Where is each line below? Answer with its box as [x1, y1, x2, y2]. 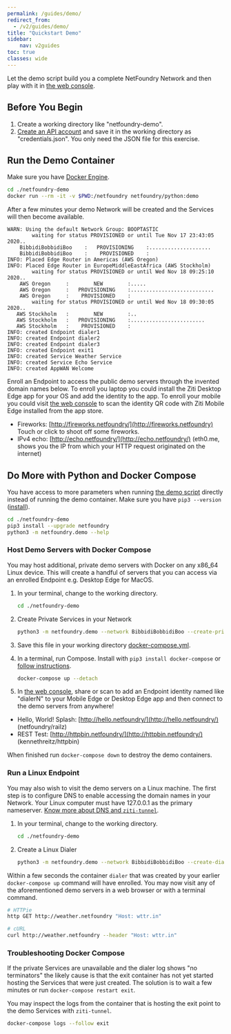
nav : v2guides [19, 42, 60, 49]
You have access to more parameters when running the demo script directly [7, 488, 223, 496]
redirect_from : [7, 17, 51, 24]
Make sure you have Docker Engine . [7, 173, 110, 181]
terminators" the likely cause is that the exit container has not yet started [7, 971, 214, 979]
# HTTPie [7, 907, 32, 914]
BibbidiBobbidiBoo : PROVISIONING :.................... [19, 244, 212, 251]
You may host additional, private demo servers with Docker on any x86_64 [7, 561, 219, 569]
